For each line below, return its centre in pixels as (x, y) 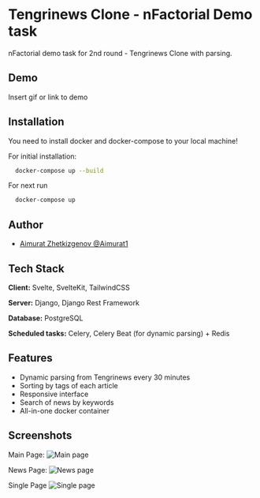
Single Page (28, 485)
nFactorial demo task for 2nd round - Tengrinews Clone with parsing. (120, 53)
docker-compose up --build (59, 170)
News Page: (28, 470)
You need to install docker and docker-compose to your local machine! (123, 140)
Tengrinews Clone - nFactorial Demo (130, 15)
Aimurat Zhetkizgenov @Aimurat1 (74, 244)
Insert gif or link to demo (48, 97)
